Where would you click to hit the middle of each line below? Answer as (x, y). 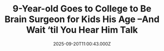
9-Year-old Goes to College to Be (82, 9)
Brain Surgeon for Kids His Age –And (82, 19)
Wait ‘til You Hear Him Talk (82, 30)
